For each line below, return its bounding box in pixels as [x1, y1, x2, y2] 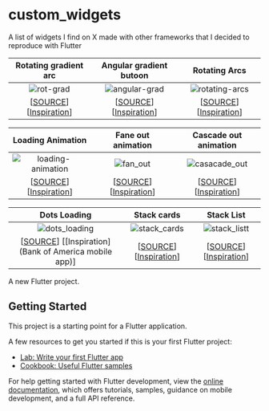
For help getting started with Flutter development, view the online [8, 376, 224, 386]
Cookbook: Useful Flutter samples [19, 360, 133, 370]
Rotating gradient [15, 59, 84, 71]
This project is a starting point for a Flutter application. [8, 321, 187, 331]
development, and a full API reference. [8, 393, 135, 403]
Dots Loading [39, 209, 92, 220]
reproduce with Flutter [8, 40, 82, 50]
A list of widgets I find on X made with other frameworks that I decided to [8, 32, 250, 42]
